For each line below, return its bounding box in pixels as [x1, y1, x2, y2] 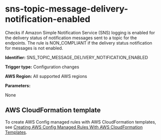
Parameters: [5, 82, 31, 88]
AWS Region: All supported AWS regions [5, 73, 88, 79]
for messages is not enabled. [5, 45, 63, 51]
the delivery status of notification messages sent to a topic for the [5, 35, 137, 41]
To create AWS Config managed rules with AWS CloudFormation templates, [5, 119, 157, 124]
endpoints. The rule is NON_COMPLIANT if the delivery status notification [5, 40, 152, 46]
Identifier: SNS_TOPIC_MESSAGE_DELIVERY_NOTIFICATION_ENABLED [5, 54, 148, 60]
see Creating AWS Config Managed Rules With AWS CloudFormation [5, 124, 143, 130]
